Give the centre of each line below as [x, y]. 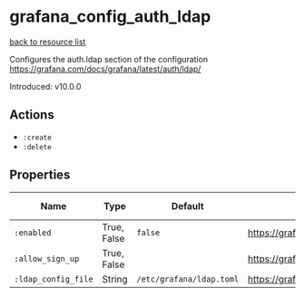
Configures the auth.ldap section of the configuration [109, 59]
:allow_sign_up [47, 259]
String [115, 279]
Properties [40, 175]
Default [187, 206]
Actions [32, 115]
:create [37, 138]
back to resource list [48, 42]
